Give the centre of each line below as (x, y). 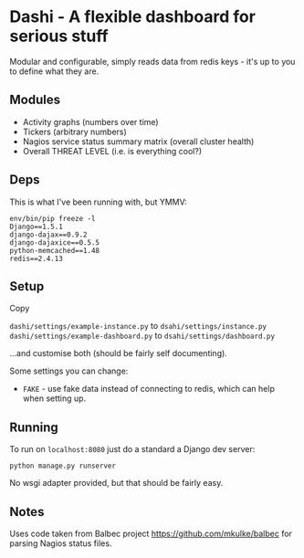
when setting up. (54, 398)
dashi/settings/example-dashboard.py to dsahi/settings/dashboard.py (142, 336)
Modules (35, 100)
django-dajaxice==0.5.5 (55, 242)
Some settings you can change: (69, 371)
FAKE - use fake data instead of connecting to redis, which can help (149, 389)
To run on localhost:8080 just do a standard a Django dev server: (132, 449)
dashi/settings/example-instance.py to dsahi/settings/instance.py (138, 326)
